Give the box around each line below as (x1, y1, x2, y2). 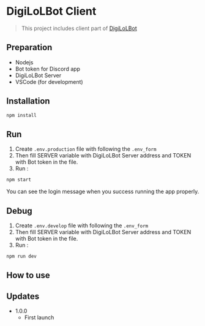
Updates (6, 291, 40, 301)
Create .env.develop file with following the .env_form (15, 222, 149, 229)
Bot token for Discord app (15, 65, 81, 72)
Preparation (6, 42, 53, 53)
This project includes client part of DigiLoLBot (21, 25, 137, 32)
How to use (6, 270, 50, 281)
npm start (6, 176, 32, 183)
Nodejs (15, 58, 34, 66)
